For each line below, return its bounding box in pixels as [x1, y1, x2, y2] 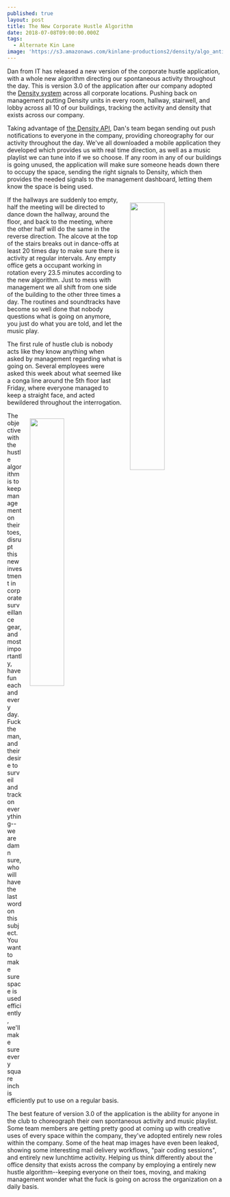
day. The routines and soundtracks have [7, 298, 121, 306]
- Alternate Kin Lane [13, 42, 75, 49]
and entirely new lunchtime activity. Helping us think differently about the [7, 1153, 214, 1161]
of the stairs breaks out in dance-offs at [7, 239, 119, 247]
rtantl [7, 652, 23, 660]
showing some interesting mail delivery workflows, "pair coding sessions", [7, 1146, 217, 1154]
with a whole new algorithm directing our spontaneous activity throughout [7, 74, 216, 82]
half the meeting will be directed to [7, 203, 105, 211]
